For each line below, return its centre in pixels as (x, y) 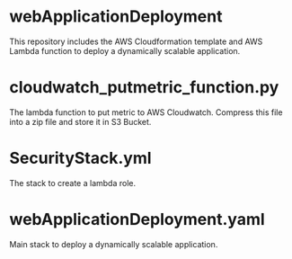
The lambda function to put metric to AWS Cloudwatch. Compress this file (146, 112)
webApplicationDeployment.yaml (137, 219)
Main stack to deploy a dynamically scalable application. (114, 244)
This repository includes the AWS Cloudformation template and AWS (136, 41)
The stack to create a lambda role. (73, 183)
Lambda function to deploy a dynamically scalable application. (125, 50)
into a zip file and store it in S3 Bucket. (80, 121)
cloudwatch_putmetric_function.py (144, 88)
